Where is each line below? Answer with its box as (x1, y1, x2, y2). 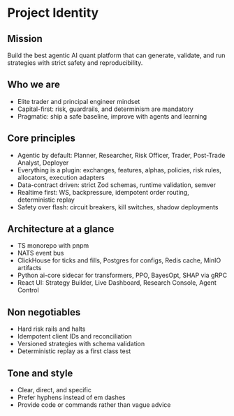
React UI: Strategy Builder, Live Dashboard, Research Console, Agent (17, 278, 217, 287)
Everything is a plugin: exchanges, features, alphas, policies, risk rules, (17, 165, 221, 174)
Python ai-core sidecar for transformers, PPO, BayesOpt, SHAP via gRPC (17, 271, 228, 280)
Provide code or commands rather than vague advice (17, 401, 171, 409)
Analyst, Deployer (17, 158, 69, 167)
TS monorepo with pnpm (17, 242, 89, 250)
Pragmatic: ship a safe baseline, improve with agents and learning (17, 112, 207, 120)
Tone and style (7, 367, 73, 379)
